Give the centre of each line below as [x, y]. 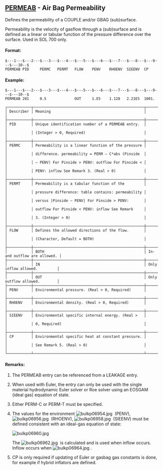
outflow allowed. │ [32, 282]
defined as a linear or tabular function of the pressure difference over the [78, 34]
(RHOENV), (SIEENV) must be [100, 419]
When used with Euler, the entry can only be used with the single [77, 385]
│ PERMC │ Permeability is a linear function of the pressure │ [76, 146]
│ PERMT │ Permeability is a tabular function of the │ [76, 184]
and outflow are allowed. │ [33, 256]
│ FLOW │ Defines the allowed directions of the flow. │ [76, 231]
